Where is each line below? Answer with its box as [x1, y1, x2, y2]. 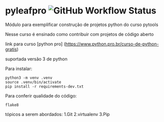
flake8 [5, 102, 19, 107]
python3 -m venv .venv [5, 75, 52, 80]
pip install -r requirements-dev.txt [5, 84, 84, 89]
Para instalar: [5, 65, 32, 71]
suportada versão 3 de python [5, 55, 67, 62]
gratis [5, 46, 17, 52]
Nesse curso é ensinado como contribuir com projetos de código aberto [5, 31, 154, 37]
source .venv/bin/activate [5, 79, 61, 84]
